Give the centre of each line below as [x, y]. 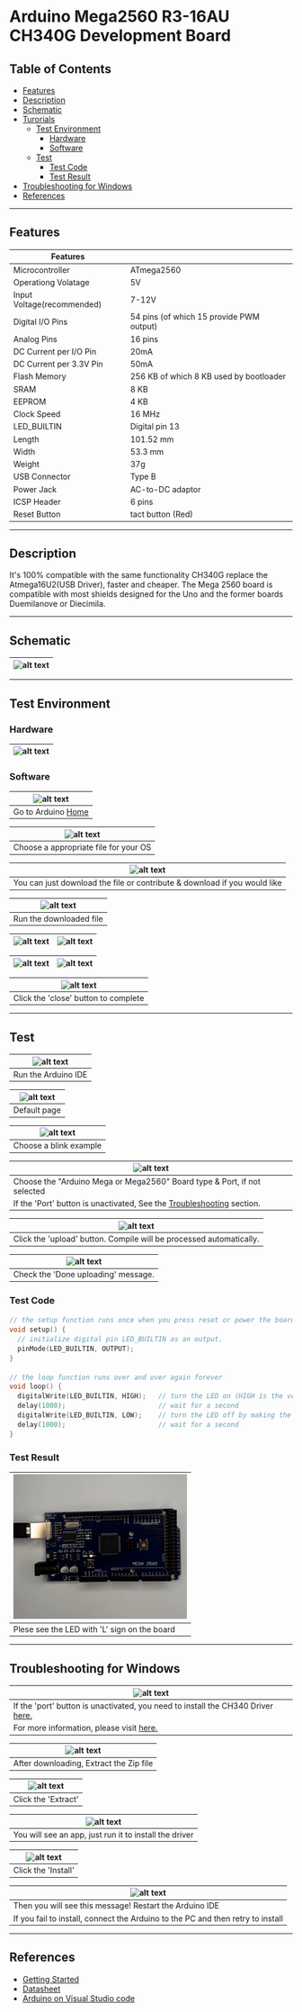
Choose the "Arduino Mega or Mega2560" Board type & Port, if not [137, 1181]
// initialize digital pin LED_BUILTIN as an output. [120, 1340]
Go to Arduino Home [51, 811]
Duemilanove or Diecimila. [58, 604]
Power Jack [35, 489]
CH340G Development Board [120, 36]
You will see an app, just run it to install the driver [103, 1835]
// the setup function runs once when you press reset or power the [140, 1321]
